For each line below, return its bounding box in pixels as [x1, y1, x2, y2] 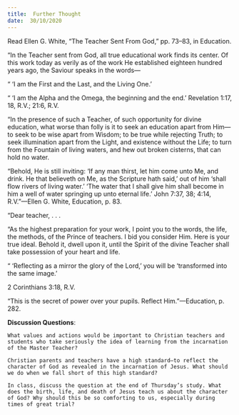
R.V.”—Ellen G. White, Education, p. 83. [7, 197, 123, 206]
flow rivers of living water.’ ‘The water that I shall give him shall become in [7, 181, 225, 190]
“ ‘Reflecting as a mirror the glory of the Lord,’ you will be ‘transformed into [7, 261, 228, 270]
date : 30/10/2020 [7, 17, 62, 24]
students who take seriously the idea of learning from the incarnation [7, 338, 228, 345]
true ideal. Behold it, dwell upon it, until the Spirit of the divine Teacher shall [7, 240, 230, 249]
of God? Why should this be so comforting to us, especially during [7, 394, 215, 401]
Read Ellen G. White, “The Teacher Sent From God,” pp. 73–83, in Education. [7, 36, 232, 45]
